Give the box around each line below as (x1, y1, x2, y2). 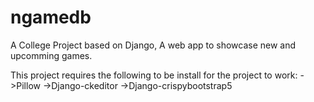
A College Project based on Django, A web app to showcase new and (10, 39, 297, 51)
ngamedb (10, 6, 92, 29)
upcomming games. (10, 49, 93, 61)
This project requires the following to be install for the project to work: (10, 69, 298, 81)
